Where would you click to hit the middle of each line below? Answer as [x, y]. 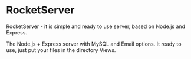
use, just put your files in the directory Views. [61, 50]
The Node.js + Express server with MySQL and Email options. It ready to [94, 44]
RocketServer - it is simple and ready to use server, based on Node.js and [96, 26]
